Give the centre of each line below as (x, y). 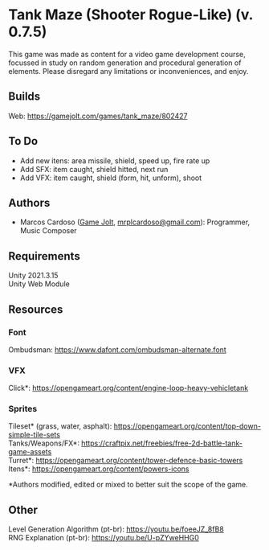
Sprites (23, 409)
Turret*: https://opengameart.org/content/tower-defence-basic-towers (126, 461)
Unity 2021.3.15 (33, 276)
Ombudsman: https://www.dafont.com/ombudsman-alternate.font (117, 349)
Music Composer (49, 231)
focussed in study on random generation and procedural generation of (125, 63)
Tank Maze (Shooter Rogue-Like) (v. (131, 15)
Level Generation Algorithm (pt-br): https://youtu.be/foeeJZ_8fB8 (116, 529)
